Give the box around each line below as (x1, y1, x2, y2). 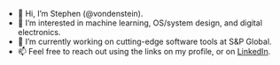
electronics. (17, 27, 61, 37)
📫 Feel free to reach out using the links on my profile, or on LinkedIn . (17, 47, 271, 56)
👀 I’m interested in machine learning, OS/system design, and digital (17, 18, 263, 28)
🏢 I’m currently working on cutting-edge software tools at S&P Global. (17, 36, 272, 47)
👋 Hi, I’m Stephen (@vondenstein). (17, 9, 144, 18)
